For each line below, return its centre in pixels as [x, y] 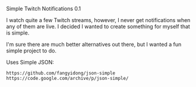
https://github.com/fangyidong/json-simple [61, 73]
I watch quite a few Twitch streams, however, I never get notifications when [98, 20]
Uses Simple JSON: [30, 62]
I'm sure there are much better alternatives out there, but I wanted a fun [94, 44]
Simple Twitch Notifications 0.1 [44, 9]
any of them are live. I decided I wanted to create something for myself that [98, 27]
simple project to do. [31, 51]
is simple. [18, 33]
